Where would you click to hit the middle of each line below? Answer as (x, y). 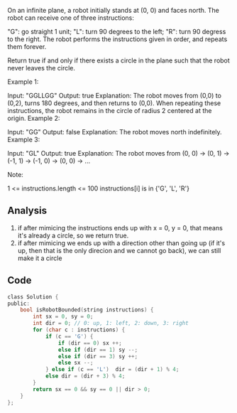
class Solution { (33, 297)
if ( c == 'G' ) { (69, 336)
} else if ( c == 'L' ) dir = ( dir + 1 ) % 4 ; (112, 370)
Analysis (27, 211)
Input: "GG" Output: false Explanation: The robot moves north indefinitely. (115, 132)
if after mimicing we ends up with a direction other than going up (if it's (121, 243)
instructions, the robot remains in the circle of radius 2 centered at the (110, 111)
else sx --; (76, 363)
